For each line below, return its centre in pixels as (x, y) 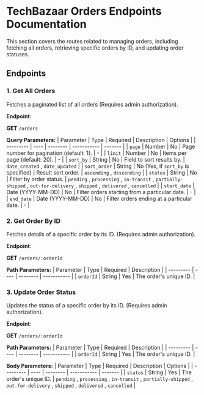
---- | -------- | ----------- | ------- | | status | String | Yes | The (111, 372)
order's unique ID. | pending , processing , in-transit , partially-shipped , (100, 379)
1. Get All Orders (31, 91)
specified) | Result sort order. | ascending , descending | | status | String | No (102, 172)
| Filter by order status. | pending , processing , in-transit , (80, 179)
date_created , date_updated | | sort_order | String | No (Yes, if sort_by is (98, 166)
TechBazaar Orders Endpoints (84, 11)
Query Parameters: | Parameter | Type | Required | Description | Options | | (101, 140)
